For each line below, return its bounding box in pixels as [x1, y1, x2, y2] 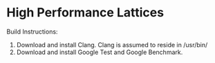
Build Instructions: [6, 27, 58, 36]
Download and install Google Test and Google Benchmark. [16, 48, 183, 56]
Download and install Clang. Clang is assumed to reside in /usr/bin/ [16, 40, 208, 49]
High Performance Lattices [6, 5, 164, 21]
